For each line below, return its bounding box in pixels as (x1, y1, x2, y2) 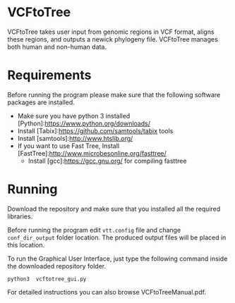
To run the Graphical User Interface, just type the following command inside (7, 254, 228, 263)
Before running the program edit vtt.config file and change (7, 225, 181, 234)
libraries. (7, 212, 33, 221)
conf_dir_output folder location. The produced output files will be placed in (7, 233, 227, 242)
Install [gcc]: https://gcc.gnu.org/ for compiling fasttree (28, 156, 187, 165)
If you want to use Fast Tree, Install (17, 142, 120, 150)
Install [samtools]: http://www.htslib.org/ (17, 134, 133, 142)
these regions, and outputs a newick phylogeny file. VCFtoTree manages (7, 35, 219, 43)
